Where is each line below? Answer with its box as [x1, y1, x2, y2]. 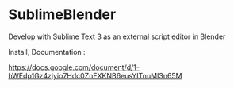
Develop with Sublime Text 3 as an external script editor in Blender [8, 32, 226, 41]
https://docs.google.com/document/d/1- [8, 62, 140, 72]
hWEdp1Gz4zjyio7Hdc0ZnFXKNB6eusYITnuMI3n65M [8, 71, 182, 80]
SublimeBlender [8, 6, 117, 24]
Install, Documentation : [8, 47, 86, 56]
